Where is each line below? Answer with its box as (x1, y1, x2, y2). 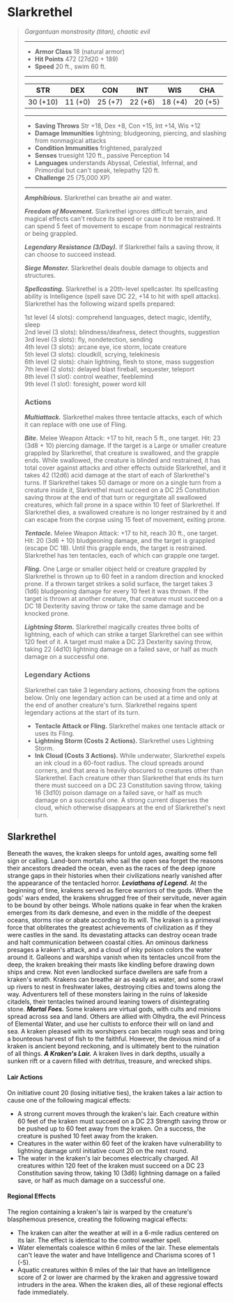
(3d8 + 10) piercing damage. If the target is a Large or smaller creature (24, 441, 227, 450)
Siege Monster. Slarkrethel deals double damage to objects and (24, 263, 209, 272)
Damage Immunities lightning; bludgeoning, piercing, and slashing (34, 128, 226, 137)
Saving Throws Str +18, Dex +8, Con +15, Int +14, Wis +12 (34, 121, 201, 130)
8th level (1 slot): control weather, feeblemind (24, 372, 154, 380)
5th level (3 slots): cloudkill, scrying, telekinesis (24, 350, 160, 358)
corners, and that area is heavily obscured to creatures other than (34, 766, 224, 775)
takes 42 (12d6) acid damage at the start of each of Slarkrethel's (24, 471, 210, 479)
